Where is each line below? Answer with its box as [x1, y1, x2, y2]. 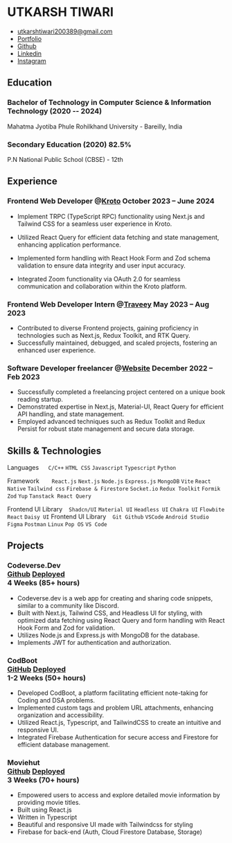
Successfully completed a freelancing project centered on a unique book [17, 388, 226, 396]
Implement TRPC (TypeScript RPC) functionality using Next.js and [17, 212, 206, 220]
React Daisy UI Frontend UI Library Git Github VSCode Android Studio [7, 512, 209, 521]
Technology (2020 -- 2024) [7, 106, 102, 116]
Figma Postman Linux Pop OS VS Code [7, 521, 107, 528]
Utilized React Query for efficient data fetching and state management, [17, 233, 220, 241]
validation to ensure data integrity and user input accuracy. [17, 261, 186, 270]
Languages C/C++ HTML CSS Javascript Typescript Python [7, 464, 177, 472]
